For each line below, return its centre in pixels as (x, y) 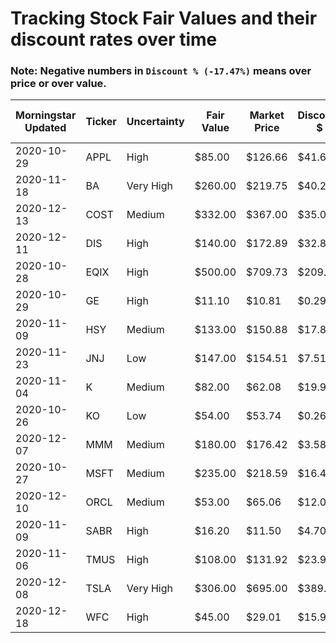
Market (267, 115)
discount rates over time (114, 39)
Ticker (101, 122)
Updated (45, 128)
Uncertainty (155, 122)
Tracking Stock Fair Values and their (164, 18)
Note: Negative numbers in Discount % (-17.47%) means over (161, 71)
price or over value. (58, 84)
